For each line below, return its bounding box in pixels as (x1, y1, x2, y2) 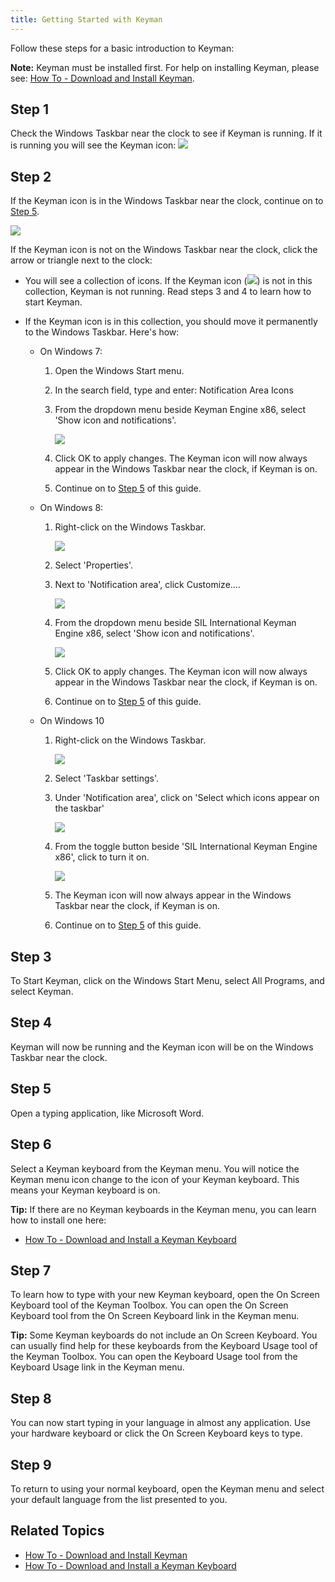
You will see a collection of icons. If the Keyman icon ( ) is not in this (24, 275, 313, 287)
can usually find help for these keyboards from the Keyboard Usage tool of (10, 1340, 318, 1352)
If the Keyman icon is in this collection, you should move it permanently (24, 316, 318, 328)
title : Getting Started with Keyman (10, 14, 163, 25)
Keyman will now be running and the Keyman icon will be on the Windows (10, 1041, 314, 1053)
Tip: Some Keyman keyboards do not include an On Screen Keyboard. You (10, 1329, 318, 1341)
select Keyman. (10, 986, 74, 998)
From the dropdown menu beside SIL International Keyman (54, 617, 297, 629)
